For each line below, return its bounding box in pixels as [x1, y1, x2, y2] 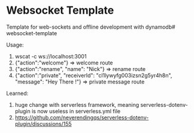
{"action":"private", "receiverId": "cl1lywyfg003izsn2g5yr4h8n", [14, 72, 172, 79]
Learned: [6, 89, 29, 97]
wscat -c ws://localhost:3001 [14, 52, 87, 60]
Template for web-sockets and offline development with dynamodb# [6, 23, 175, 30]
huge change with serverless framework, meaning [14, 101, 140, 108]
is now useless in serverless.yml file [32, 107, 121, 115]
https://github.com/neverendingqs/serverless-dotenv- [14, 114, 149, 121]
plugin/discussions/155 [14, 120, 72, 127]
